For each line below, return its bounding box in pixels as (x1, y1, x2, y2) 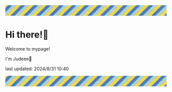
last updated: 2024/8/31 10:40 (5, 65, 69, 72)
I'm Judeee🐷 (5, 56, 32, 62)
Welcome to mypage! (5, 45, 50, 52)
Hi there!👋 (5, 29, 49, 40)
